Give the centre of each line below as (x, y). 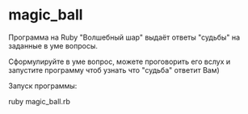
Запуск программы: (43, 86)
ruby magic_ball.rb (40, 101)
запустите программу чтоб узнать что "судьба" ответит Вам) (114, 70)
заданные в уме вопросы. (53, 45)
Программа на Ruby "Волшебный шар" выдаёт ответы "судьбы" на (124, 37)
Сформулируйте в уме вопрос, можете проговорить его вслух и (120, 61)
